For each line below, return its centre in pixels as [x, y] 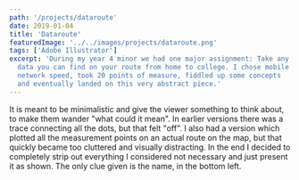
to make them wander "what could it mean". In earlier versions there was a [146, 119]
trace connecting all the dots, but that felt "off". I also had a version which [145, 128]
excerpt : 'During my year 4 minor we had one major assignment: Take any [149, 59]
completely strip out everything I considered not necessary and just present [149, 156]
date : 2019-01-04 [42, 26]
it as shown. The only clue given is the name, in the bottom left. [125, 166]
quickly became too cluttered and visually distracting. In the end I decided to [150, 147]
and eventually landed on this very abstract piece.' [119, 84]
